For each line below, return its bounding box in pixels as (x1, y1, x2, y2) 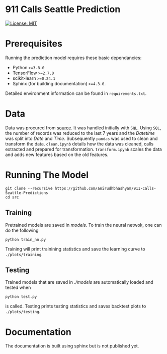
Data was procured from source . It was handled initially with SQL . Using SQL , (5, 125, 161, 131)
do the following (5, 227, 39, 233)
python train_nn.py (5, 237, 46, 242)
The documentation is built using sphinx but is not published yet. (5, 343, 139, 349)
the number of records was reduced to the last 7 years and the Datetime (5, 130, 155, 136)
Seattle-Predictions (5, 190, 49, 195)
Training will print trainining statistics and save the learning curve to (5, 246, 145, 252)
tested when (5, 284, 31, 291)
